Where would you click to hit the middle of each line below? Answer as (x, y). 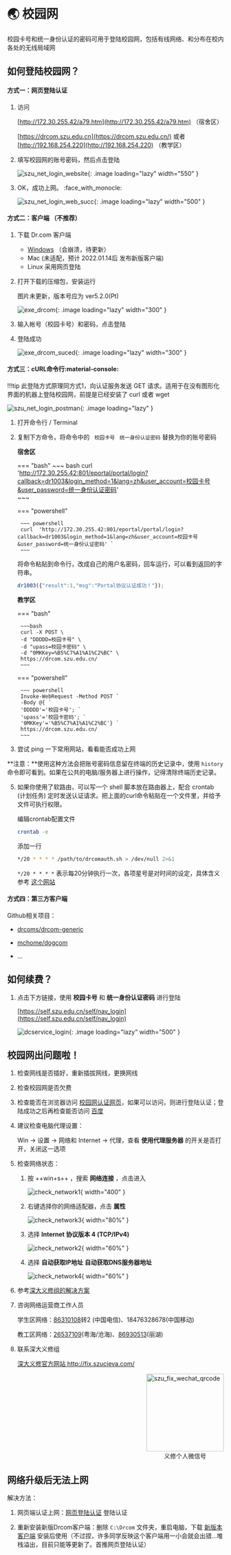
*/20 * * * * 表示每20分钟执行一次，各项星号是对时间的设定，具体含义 (119, 873)
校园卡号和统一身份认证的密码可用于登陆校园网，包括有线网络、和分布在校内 (115, 39)
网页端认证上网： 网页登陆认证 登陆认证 (72, 1513)
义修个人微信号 (185, 1456)
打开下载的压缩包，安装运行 (56, 281)
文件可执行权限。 (41, 804)
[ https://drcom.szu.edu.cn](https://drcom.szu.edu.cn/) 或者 (101, 136)
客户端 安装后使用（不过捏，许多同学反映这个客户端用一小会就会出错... (117, 1536)
